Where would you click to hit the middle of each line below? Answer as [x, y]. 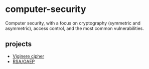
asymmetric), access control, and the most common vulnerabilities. [74, 28]
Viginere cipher [28, 56]
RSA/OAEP [24, 61]
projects [19, 44]
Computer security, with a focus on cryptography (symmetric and [73, 23]
